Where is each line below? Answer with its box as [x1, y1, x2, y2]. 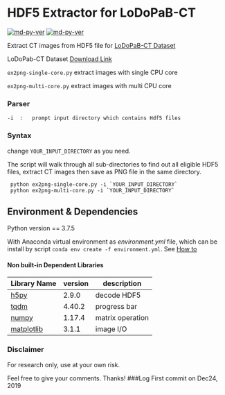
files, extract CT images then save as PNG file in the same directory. [7, 167, 202, 176]
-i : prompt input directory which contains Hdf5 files [7, 115, 181, 122]
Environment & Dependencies [7, 205, 138, 217]
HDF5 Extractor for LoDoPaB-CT [7, 5, 196, 21]
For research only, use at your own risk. [7, 360, 120, 369]
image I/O [95, 324, 127, 334]
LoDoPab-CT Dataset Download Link [7, 54, 112, 63]
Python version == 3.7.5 [7, 224, 75, 233]
